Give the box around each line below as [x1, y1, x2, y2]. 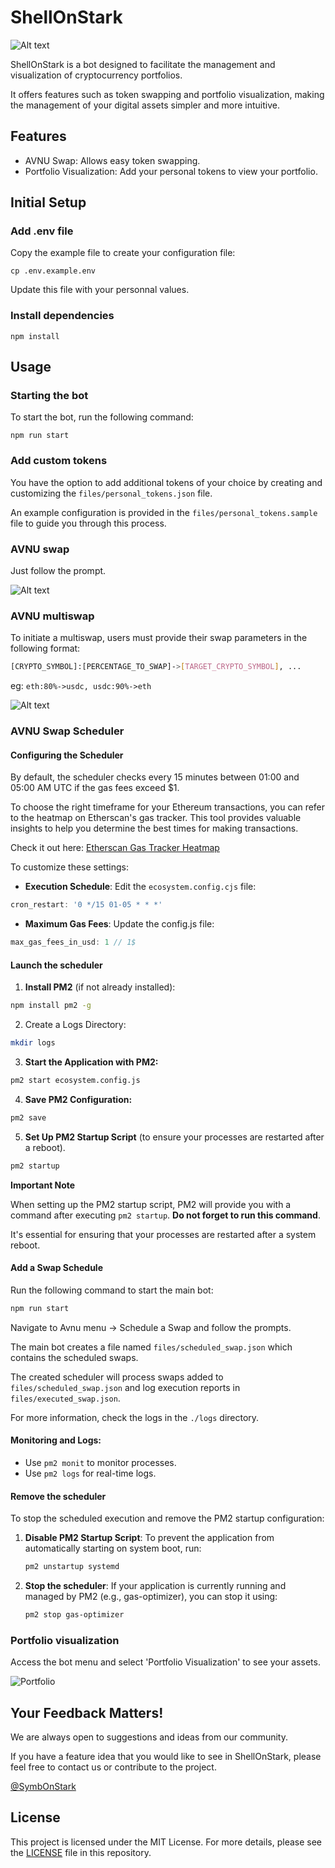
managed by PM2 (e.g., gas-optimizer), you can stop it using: [24, 1591, 278, 1602]
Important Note [10, 1179, 76, 1191]
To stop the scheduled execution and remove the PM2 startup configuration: [10, 1512, 325, 1525]
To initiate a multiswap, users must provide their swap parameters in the [10, 632, 308, 644]
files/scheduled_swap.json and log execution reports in [10, 1381, 241, 1393]
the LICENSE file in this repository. [10, 1846, 152, 1858]
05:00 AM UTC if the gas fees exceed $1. [10, 782, 180, 794]
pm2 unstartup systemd [24, 1562, 120, 1572]
